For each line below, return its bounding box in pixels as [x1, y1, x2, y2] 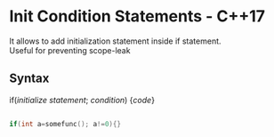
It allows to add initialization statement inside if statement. [9, 36, 222, 46]
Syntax [9, 71, 50, 86]
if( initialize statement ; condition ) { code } [9, 94, 156, 105]
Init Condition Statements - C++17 [9, 6, 265, 27]
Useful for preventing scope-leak [9, 44, 131, 55]
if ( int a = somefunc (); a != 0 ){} [9, 119, 122, 128]
